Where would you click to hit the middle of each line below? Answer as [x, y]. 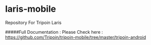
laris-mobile [30, 9]
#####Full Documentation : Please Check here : [54, 32]
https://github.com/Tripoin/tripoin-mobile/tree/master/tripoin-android [75, 37]
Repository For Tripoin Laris [33, 22]
